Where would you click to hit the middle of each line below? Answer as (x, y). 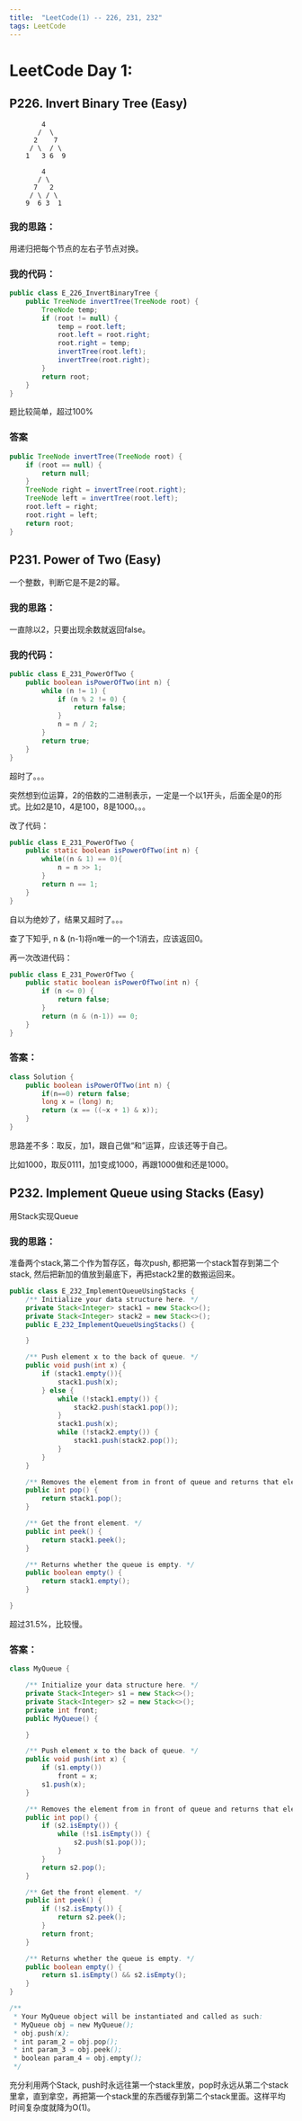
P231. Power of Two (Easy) (85, 560)
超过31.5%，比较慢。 (49, 1624)
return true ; (66, 741)
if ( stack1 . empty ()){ (82, 1374)
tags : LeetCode (38, 26)
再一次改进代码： (41, 958)
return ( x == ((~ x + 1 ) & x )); (100, 1110)
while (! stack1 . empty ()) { (108, 1399)
